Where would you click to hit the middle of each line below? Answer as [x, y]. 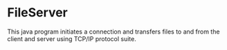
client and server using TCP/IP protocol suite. [72, 38]
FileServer [37, 13]
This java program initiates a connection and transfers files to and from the [113, 32]
